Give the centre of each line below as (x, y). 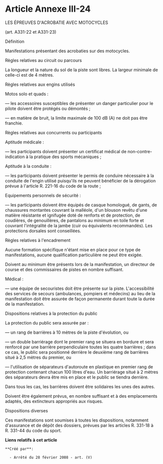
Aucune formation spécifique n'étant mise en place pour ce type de (73, 249)
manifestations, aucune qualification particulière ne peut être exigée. (74, 255)
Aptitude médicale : (25, 142)
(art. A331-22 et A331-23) (31, 32)
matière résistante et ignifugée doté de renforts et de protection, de (73, 215)
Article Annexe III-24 (48, 9)
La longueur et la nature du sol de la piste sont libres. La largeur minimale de (81, 70)
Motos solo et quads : (27, 94)
